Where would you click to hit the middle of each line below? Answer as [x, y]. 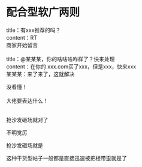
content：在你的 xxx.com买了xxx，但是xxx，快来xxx [71, 66]
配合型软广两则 [43, 12]
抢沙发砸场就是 [25, 145]
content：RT [22, 37]
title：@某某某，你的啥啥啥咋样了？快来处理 [61, 59]
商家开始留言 [22, 45]
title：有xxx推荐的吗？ [34, 30]
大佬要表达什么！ [27, 100]
